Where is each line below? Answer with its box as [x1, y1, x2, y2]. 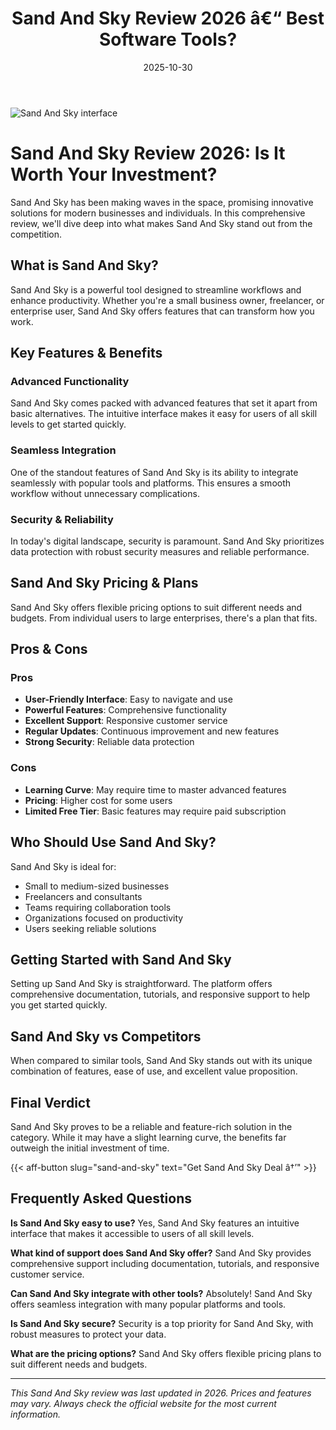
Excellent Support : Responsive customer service [24, 715, 228, 727]
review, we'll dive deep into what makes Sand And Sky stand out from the [10, 217, 313, 229]
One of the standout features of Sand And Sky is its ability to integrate [10, 466, 299, 478]
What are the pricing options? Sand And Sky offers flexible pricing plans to [10, 1347, 322, 1359]
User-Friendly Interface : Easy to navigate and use [24, 693, 233, 706]
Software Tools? [98, 28, 238, 51]
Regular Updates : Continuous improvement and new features [24, 725, 280, 737]
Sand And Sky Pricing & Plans [10, 575, 199, 592]
